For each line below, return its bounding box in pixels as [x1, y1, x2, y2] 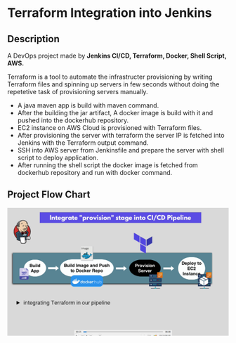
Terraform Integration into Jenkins [7, 5, 212, 21]
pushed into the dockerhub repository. [17, 116, 129, 124]
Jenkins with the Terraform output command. [17, 138, 149, 147]
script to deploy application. [17, 153, 98, 162]
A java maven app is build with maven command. [17, 101, 159, 110]
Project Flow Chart [7, 188, 91, 201]
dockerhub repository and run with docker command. [17, 169, 173, 176]
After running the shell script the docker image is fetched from [17, 161, 198, 169]
